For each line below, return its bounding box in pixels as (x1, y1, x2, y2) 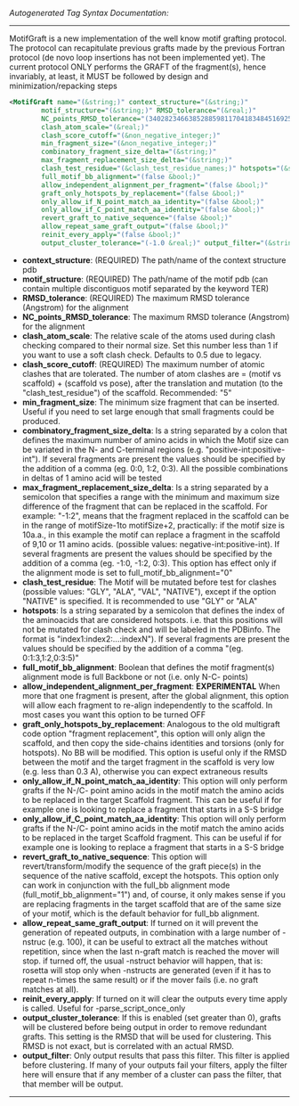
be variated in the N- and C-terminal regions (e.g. (21, 444, 204, 455)
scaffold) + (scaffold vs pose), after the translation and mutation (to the (21, 378, 283, 389)
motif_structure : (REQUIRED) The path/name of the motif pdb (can (21, 274, 269, 284)
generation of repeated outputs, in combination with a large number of (21, 927, 280, 938)
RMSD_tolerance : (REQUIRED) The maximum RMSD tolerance (21, 292, 250, 303)
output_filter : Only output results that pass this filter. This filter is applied (21, 1050, 290, 1061)
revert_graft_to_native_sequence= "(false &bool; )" (41, 214, 233, 223)
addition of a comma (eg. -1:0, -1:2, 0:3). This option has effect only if (21, 557, 278, 569)
